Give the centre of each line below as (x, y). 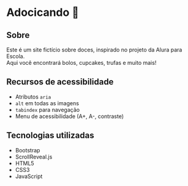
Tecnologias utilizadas (50, 136)
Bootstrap (28, 150)
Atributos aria (33, 97)
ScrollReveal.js (34, 157)
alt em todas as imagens (47, 103)
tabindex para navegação (47, 110)
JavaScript (29, 176)
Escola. (16, 56)
